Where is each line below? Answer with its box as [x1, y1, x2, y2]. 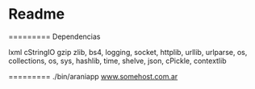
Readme [8, 5, 65, 23]
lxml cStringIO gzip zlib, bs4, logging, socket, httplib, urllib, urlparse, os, [8, 47, 248, 57]
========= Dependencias [8, 32, 101, 41]
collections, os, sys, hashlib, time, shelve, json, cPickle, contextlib [8, 56, 227, 66]
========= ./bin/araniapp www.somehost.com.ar [8, 71, 178, 81]
